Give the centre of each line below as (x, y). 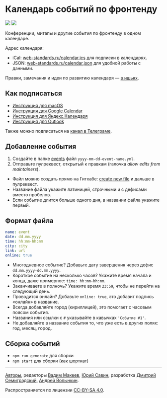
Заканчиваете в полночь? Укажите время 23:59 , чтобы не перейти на (86, 286)
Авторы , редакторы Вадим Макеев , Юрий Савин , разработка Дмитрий (81, 375)
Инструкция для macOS (38, 105)
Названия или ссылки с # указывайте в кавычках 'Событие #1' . (79, 318)
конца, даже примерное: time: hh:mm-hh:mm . (59, 280)
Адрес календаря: (24, 48)
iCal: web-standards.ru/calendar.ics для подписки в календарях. (80, 58)
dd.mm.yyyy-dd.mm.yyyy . (37, 270)
